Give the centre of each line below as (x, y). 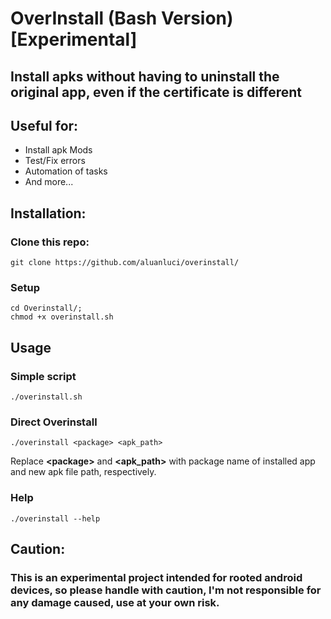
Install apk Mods (58, 150)
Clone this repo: (50, 242)
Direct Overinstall (54, 422)
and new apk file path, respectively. (83, 472)
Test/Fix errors (55, 161)
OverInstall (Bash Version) (122, 18)
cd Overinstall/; (46, 308)
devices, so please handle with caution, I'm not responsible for (166, 590)
